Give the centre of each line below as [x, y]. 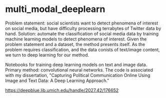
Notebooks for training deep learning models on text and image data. [76, 64]
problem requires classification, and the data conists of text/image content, [82, 49]
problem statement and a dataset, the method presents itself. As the [75, 44]
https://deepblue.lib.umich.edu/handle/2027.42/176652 [62, 90]
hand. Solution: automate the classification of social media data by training [82, 33]
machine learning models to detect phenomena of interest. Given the [76, 39]
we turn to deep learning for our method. [47, 55]
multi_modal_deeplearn [55, 9]
